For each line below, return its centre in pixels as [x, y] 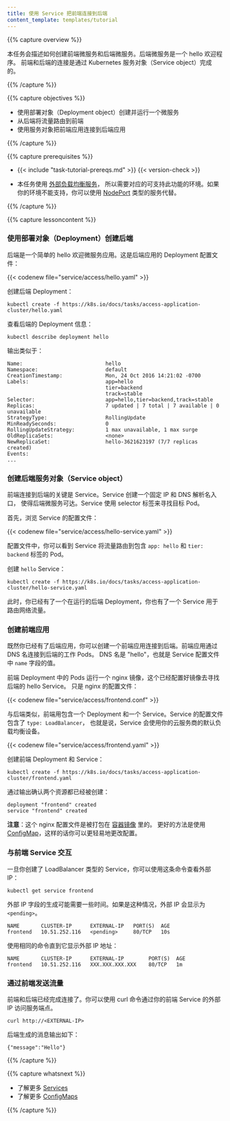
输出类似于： [25, 351]
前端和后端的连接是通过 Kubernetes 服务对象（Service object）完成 [116, 62]
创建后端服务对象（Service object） [67, 478]
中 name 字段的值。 [33, 663]
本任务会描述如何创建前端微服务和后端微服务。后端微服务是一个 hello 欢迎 [112, 54]
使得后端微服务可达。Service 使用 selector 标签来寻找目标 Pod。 [112, 503]
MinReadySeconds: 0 [58, 423]
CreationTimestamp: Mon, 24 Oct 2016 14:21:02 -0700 [104, 375]
